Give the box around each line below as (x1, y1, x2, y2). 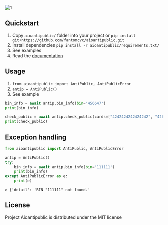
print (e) (14, 178, 32, 184)
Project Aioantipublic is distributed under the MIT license (5, 214, 122, 220)
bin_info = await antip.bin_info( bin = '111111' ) (14, 164, 115, 169)
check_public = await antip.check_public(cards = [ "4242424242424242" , (5, 114, 153, 119)
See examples (12, 47, 42, 53)
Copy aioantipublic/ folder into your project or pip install (12, 32, 136, 38)
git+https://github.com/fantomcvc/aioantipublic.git (12, 37, 125, 43)
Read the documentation (12, 52, 63, 59)
